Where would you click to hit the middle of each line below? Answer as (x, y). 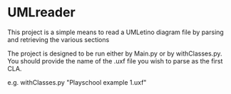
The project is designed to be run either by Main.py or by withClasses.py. (115, 53)
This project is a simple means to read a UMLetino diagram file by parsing (116, 32)
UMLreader (42, 12)
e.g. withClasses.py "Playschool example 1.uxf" (77, 82)
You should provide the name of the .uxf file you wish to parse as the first (115, 61)
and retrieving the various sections (58, 39)
